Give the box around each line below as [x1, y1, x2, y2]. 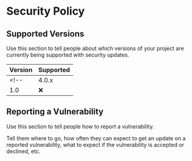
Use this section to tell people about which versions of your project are [6, 45, 184, 52]
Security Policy [6, 4, 85, 18]
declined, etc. [6, 148, 41, 155]
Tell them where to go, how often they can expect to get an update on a [6, 134, 186, 141]
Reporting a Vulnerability [6, 107, 104, 117]
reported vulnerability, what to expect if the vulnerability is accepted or [6, 141, 185, 148]
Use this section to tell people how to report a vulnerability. [6, 123, 154, 130]
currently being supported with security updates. [6, 51, 130, 59]
